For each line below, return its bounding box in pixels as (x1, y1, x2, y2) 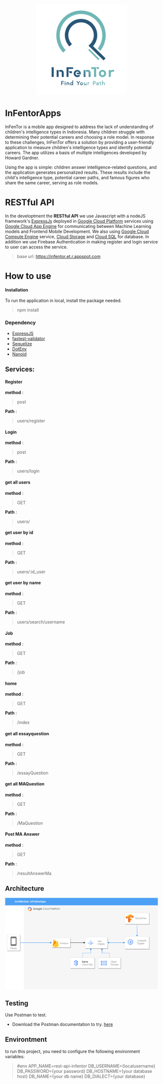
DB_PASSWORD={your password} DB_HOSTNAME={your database (16, 1068, 152, 1074)
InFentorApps (5, 108, 62, 119)
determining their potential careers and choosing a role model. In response (5, 134, 154, 140)
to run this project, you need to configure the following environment (5, 1048, 140, 1054)
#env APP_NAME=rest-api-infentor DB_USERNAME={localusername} (16, 1063, 156, 1069)
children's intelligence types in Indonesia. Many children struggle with (5, 129, 145, 135)
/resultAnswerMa (16, 870, 52, 876)
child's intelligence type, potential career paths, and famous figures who (5, 174, 150, 180)
